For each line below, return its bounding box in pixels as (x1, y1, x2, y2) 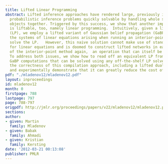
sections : (5, 109, 26, 115)
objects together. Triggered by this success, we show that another (9, 21, 155, 26)
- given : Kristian (5, 137, 43, 142)
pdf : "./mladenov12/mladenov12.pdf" (5, 72, 81, 77)
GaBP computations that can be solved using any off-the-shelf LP (9, 58, 151, 63)
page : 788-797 (5, 100, 35, 105)
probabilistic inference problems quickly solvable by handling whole (9, 16, 160, 21)
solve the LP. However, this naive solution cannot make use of (9, 40, 151, 45)
